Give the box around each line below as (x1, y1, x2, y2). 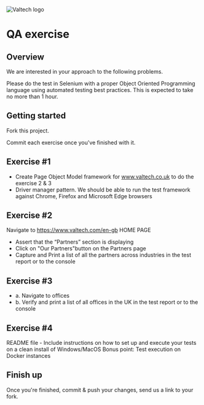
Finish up (6, 370, 42, 380)
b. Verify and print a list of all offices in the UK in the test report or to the (15, 298, 198, 306)
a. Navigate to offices (15, 292, 70, 299)
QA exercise (6, 28, 69, 41)
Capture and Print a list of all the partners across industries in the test (15, 252, 192, 259)
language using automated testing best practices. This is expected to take (6, 87, 194, 93)
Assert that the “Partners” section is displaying (15, 238, 134, 245)
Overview (6, 52, 45, 62)
